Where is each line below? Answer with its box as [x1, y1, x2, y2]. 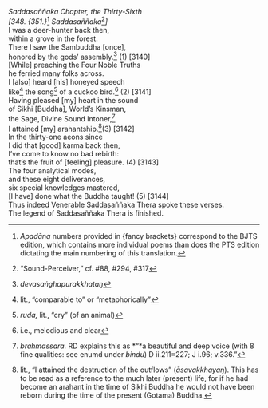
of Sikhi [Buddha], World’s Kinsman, [8, 104, 127, 113]
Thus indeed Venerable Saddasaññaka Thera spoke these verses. [8, 200, 225, 210]
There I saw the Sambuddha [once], [8, 42, 126, 51]
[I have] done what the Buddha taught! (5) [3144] [8, 192, 169, 201]
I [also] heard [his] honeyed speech [8, 77, 125, 87]
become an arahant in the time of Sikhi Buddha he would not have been [19, 382, 255, 392]
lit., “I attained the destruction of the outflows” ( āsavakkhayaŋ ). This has [19, 365, 259, 374]
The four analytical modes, [8, 166, 97, 176]
